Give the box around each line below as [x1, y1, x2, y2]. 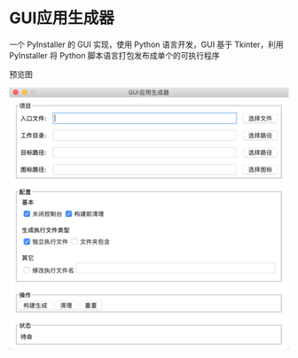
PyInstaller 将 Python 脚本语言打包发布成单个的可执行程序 [9, 50, 220, 60]
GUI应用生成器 [9, 8, 115, 28]
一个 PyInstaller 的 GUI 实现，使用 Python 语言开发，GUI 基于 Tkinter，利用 [9, 39, 284, 50]
